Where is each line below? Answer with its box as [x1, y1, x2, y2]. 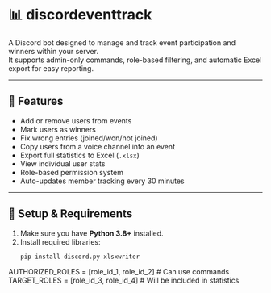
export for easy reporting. [8, 63, 94, 73]
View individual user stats [19, 158, 106, 169]
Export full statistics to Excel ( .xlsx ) [19, 150, 140, 160]
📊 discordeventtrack [8, 6, 152, 24]
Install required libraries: [19, 236, 101, 246]
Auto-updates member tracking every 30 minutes [19, 176, 185, 186]
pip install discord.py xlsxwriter [19, 253, 140, 261]
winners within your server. [8, 46, 99, 56]
